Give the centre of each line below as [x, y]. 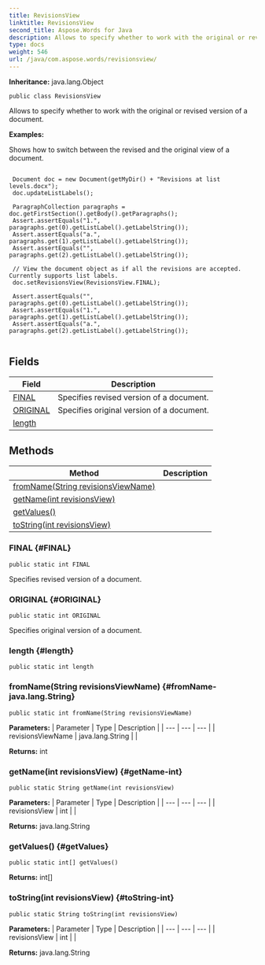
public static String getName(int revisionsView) [92, 788]
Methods [31, 451]
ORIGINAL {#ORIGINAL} [55, 599]
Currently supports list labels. [64, 275]
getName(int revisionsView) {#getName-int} [96, 771]
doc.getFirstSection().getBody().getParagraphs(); [94, 213]
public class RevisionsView [55, 96]
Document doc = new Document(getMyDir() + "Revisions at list [116, 179]
